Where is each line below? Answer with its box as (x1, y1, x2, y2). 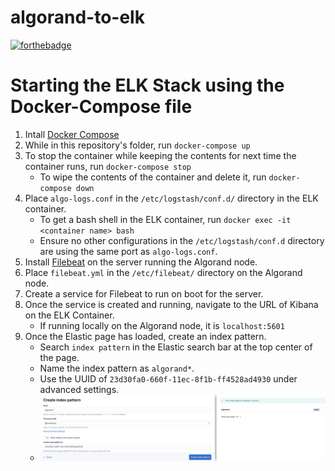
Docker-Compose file (10, 96, 193, 118)
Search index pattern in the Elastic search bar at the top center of (39, 341, 313, 353)
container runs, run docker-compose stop (24, 160, 192, 172)
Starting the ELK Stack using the (10, 74, 285, 97)
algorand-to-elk (10, 6, 145, 29)
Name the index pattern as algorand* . (39, 362, 195, 374)
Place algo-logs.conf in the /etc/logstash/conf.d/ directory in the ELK (24, 192, 319, 204)
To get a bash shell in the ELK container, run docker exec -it (39, 213, 292, 225)
